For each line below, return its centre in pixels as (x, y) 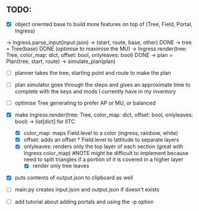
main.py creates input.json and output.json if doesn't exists (87, 190)
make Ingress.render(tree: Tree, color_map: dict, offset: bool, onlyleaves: (104, 115)
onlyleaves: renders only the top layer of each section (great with (103, 147)
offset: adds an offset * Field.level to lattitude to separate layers (101, 140)
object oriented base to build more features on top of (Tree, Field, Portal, (104, 24)
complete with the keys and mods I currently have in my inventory (95, 91)
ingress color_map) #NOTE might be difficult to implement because (106, 153)
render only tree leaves (61, 166)
